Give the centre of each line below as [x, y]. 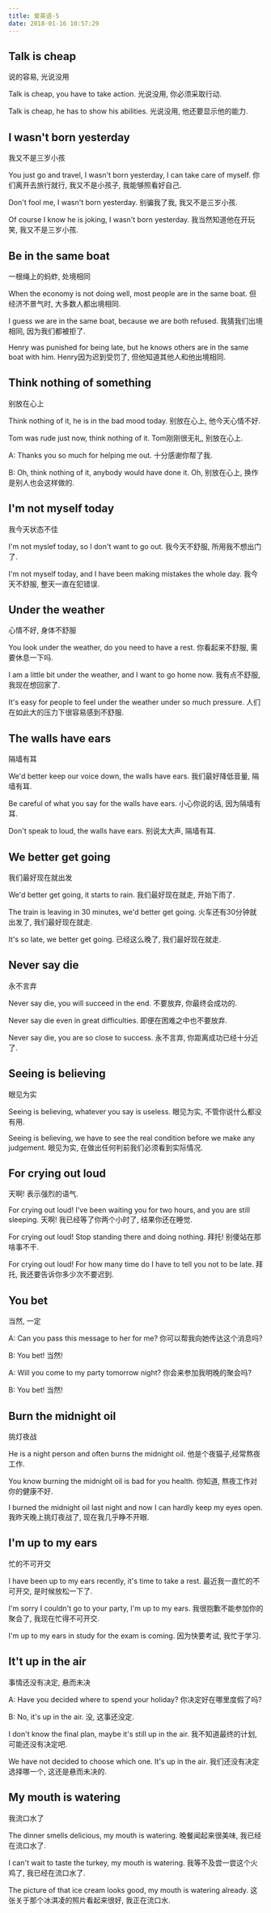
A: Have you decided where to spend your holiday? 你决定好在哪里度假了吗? [135, 1699]
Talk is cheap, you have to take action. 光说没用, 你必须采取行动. [115, 94]
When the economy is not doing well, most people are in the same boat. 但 [133, 294]
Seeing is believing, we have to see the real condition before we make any [132, 1138]
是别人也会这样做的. [42, 483]
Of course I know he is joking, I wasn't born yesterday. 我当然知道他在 [125, 220]
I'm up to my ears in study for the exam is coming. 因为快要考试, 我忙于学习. [135, 1636]
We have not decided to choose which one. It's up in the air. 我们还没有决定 [134, 1761]
